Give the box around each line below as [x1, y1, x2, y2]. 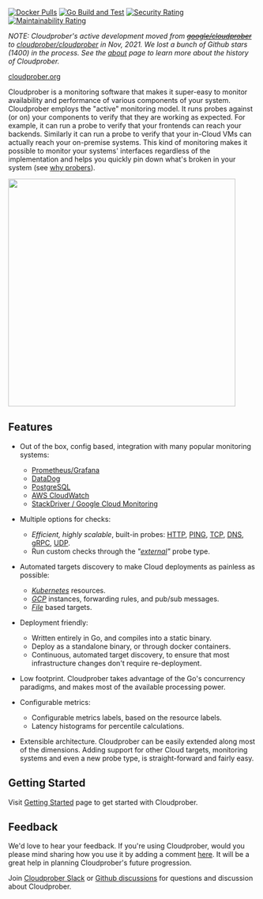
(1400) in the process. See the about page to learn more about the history [8, 48, 249, 57]
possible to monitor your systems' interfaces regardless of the [8, 147, 211, 155]
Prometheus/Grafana [31, 465, 100, 474]
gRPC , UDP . [31, 538, 71, 547]
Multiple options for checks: [19, 514, 111, 524]
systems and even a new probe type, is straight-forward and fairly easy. [19, 753, 254, 763]
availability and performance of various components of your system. [8, 96, 231, 105]
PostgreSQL [31, 482, 71, 491]
